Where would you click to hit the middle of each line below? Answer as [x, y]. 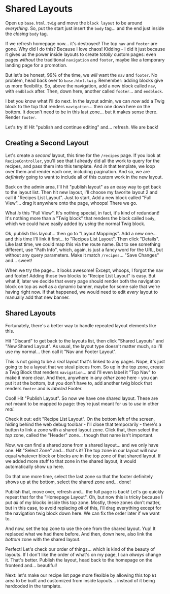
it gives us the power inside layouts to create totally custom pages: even [81, 54]
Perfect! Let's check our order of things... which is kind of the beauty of [80, 549]
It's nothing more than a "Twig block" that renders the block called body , [80, 218]
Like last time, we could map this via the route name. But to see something [83, 244]
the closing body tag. [27, 34]
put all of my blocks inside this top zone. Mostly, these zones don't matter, [83, 502]
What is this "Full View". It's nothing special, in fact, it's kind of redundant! [82, 213]
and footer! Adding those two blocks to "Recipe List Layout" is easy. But [80, 275]
